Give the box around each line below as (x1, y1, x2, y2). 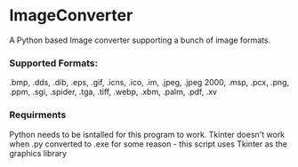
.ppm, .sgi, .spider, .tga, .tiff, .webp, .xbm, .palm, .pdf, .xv (9, 86, 218, 98)
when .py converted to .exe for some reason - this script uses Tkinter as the (9, 139, 287, 149)
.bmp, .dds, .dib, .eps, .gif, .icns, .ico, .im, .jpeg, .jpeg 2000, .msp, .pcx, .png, (9, 77, 290, 88)
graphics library (9, 147, 68, 158)
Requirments (9, 108, 67, 121)
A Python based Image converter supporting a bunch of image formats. (9, 35, 271, 45)
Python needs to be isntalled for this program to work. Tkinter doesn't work (9, 129, 286, 139)
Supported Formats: (9, 57, 99, 69)
